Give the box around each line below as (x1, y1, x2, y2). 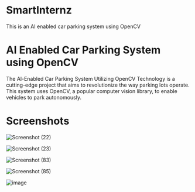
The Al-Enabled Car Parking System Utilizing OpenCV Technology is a (6, 75, 176, 82)
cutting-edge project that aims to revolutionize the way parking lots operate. (6, 81, 190, 88)
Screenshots (6, 115, 70, 128)
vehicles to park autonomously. (6, 94, 82, 101)
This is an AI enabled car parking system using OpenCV (6, 23, 141, 30)
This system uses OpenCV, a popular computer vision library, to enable (6, 87, 177, 94)
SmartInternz (6, 4, 72, 17)
